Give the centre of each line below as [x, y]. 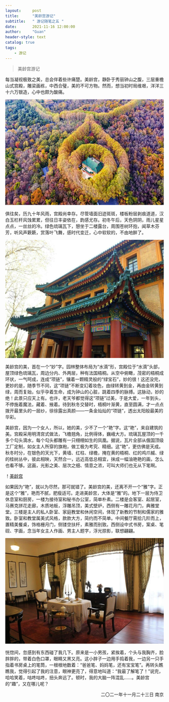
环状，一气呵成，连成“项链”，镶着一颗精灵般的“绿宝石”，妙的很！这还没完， [84, 379]
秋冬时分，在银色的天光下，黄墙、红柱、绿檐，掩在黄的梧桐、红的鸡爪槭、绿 [84, 453]
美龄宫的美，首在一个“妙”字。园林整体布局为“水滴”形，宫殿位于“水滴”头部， [84, 367]
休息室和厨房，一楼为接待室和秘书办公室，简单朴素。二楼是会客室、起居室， [84, 499]
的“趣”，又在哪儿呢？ [27, 684]
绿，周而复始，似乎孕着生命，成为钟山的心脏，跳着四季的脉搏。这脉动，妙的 [84, 392]
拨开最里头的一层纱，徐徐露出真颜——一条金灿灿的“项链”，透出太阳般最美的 [84, 411]
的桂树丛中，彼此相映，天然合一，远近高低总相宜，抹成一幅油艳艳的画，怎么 [84, 459]
